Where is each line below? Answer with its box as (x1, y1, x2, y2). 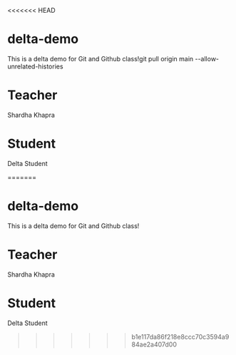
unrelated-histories (7, 62, 63, 71)
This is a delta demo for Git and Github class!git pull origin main (7, 54, 194, 63)
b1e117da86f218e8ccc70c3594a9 (131, 332, 230, 341)
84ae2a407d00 (131, 340, 177, 349)
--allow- (195, 54, 220, 63)
